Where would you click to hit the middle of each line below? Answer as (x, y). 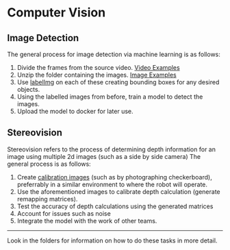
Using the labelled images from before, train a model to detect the (110, 97)
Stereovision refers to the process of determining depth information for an (111, 149)
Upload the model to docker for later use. (75, 111)
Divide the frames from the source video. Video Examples (98, 67)
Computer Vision (56, 13)
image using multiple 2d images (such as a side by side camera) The (104, 156)
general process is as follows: (49, 164)
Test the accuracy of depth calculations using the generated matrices (115, 206)
